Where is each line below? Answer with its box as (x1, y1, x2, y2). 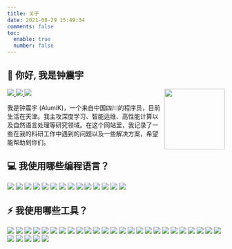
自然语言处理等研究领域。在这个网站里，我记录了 (12, 120, 153, 129)
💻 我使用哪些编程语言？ (7, 160, 110, 172)
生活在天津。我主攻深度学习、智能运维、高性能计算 (7, 112, 153, 120)
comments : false (7, 23, 54, 30)
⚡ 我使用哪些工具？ (7, 205, 88, 216)
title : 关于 (7, 10, 39, 17)
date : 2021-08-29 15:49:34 (7, 17, 85, 24)
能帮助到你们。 (7, 138, 50, 146)
